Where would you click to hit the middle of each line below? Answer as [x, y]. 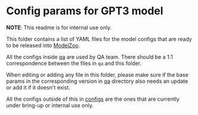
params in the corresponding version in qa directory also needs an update [97, 81]
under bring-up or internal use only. [50, 105]
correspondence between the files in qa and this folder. [74, 63]
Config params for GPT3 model [85, 11]
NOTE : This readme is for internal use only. [59, 27]
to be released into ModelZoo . [43, 45]
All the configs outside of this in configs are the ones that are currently [93, 99]
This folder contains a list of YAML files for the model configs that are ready [99, 39]
